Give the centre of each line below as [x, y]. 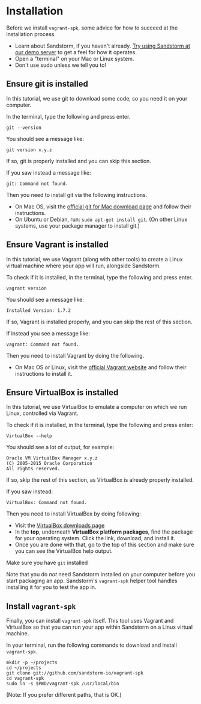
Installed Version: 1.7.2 [38, 310]
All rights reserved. [33, 469]
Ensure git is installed [47, 84]
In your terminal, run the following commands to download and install [91, 645]
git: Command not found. [37, 184]
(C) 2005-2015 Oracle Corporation [49, 464]
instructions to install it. [43, 373]
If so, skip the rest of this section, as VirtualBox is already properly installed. [100, 480]
